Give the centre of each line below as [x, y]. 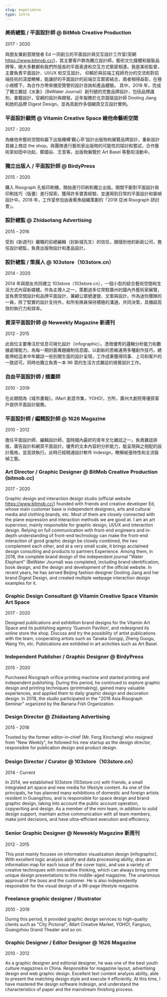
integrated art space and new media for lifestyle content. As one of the [78, 787]
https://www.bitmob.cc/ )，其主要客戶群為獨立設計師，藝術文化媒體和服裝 [80, 60]
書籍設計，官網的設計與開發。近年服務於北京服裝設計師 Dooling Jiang [85, 98]
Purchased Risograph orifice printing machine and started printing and [77, 677]
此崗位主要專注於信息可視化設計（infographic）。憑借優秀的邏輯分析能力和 [81, 344]
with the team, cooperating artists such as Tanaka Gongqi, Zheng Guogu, [80, 639]
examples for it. [21, 583]
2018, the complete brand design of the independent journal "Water [74, 557]
